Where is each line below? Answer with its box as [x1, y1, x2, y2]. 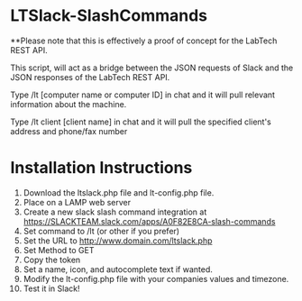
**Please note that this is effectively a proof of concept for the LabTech [10, 35, 278, 46]
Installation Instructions [10, 158, 193, 178]
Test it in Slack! [23, 283, 80, 294]
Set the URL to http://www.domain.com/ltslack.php [23, 235, 213, 246]
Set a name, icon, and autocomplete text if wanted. [23, 263, 213, 275]
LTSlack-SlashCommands [10, 5, 208, 26]
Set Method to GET [23, 244, 95, 255]
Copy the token [23, 254, 81, 265]
